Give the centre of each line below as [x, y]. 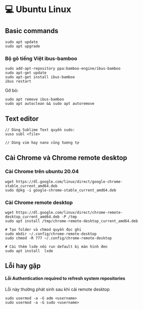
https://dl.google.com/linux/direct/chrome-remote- [69, 213]
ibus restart [18, 82]
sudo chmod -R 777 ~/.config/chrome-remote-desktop [58, 238]
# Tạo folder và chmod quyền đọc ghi [43, 230]
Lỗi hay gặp [23, 266]
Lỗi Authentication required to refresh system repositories [65, 278]
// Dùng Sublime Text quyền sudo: [40, 130]
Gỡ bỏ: [12, 90]
